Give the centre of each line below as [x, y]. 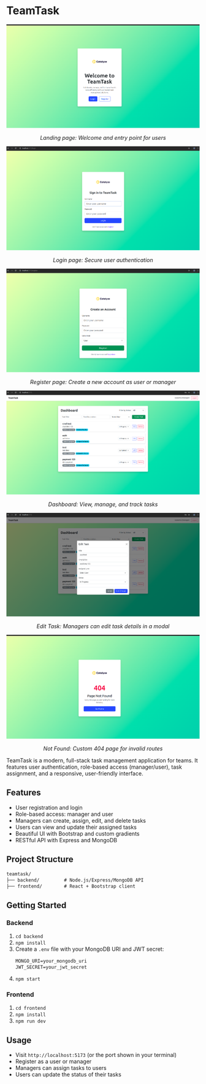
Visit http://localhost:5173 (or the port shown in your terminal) [96, 1055]
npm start [28, 979]
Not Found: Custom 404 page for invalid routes [103, 748]
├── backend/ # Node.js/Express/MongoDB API [75, 880]
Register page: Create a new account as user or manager [103, 382]
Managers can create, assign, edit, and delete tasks [80, 820]
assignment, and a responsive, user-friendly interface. [75, 773]
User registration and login [49, 807]
